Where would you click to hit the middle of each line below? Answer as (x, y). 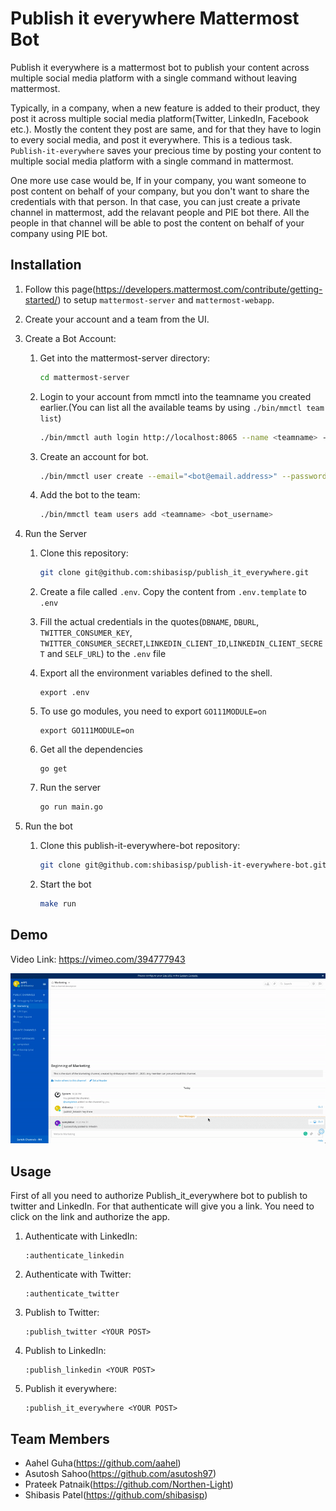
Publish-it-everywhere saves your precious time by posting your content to (166, 150)
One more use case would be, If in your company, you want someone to (158, 180)
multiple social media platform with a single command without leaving (154, 78)
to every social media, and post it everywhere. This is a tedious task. (151, 139)
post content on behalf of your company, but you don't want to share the (160, 191)
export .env (64, 693)
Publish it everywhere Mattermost (155, 18)
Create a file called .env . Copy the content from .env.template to (173, 592)
